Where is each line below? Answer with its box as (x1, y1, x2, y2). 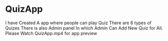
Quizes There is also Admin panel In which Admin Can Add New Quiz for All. (5, 25, 163, 31)
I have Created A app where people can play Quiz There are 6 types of (5, 20, 152, 26)
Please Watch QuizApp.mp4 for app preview (5, 30, 97, 36)
